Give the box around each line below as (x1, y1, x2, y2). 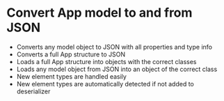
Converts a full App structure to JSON (16, 50, 126, 59)
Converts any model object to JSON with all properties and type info (16, 42, 213, 51)
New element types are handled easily (16, 72, 127, 81)
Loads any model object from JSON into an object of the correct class (16, 65, 218, 73)
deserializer (16, 87, 51, 95)
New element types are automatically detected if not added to (16, 79, 194, 88)
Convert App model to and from (6, 5, 193, 21)
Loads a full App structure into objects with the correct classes (16, 57, 197, 65)
